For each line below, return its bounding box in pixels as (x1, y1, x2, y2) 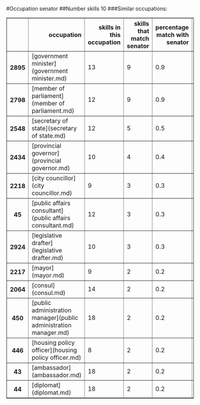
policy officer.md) (32, 354, 82, 362)
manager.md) (32, 329, 70, 337)
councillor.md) (32, 189, 73, 197)
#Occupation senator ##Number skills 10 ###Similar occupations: (6, 5, 168, 12)
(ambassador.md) (32, 371, 82, 379)
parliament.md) (32, 107, 74, 115)
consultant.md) (32, 222, 74, 229)
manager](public (32, 314, 79, 322)
